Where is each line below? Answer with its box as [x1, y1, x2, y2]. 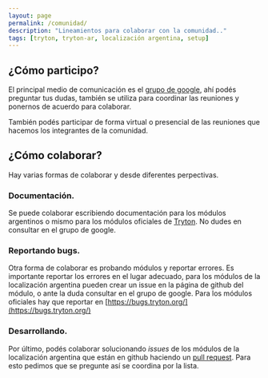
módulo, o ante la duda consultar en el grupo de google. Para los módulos [8, 288, 253, 298]
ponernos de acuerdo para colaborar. [8, 101, 132, 112]
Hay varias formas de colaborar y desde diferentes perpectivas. [8, 169, 219, 180]
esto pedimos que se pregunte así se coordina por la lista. [8, 360, 199, 370]
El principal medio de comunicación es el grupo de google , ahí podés [8, 85, 237, 94]
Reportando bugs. [8, 245, 81, 257]
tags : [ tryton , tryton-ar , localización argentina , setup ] [8, 34, 210, 42]
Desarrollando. [8, 325, 68, 336]
